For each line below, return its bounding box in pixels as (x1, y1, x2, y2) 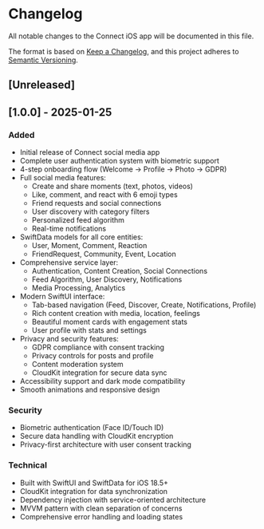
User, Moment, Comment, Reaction (31, 241, 148, 251)
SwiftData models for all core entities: (19, 232, 144, 242)
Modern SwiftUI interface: (19, 292, 105, 302)
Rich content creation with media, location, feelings (31, 309, 201, 318)
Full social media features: (19, 173, 106, 183)
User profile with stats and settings (31, 326, 148, 335)
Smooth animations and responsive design (19, 385, 160, 395)
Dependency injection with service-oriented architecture (19, 495, 206, 504)
